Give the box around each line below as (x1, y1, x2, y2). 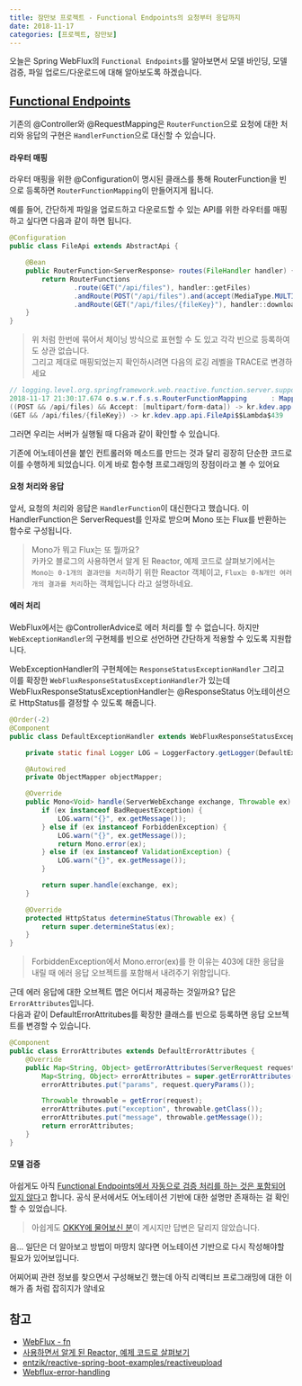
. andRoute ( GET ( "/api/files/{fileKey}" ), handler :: (73, 300, 268, 309)
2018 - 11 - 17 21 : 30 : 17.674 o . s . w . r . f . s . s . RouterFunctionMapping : (9, 394, 276, 403)
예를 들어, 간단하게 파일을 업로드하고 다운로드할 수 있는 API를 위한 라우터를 (9, 204, 271, 215)
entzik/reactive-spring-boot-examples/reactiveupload (22, 1356, 223, 1368)
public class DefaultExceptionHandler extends (9, 732, 187, 741)
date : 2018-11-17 (9, 22, 75, 31)
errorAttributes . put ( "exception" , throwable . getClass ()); (41, 1104, 263, 1114)
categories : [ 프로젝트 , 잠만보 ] (9, 30, 118, 39)
